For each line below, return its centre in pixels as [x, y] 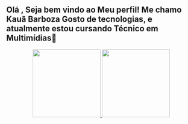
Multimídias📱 [32, 38]
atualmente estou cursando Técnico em [82, 29]
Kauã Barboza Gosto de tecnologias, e [79, 20]
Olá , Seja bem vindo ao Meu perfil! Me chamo [94, 10]
